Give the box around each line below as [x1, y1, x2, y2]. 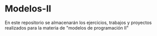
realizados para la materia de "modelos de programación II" [5, 24, 129, 30]
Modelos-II [5, 3, 51, 14]
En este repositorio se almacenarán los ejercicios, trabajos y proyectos [5, 19, 152, 25]
